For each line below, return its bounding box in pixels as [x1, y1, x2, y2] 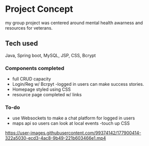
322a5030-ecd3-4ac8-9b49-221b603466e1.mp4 [5, 135, 106, 141]
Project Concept [5, 3, 74, 15]
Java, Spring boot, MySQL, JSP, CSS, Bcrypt [5, 52, 96, 58]
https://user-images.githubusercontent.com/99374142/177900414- [5, 130, 142, 136]
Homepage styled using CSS [12, 86, 71, 92]
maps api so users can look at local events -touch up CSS [12, 120, 130, 126]
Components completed [5, 65, 65, 72]
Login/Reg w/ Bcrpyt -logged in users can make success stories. [12, 81, 144, 87]
